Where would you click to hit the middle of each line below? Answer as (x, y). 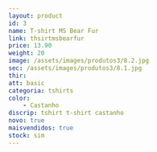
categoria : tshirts (41, 90)
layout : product (35, 16)
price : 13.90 (30, 46)
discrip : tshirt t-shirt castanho (66, 113)
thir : (17, 76)
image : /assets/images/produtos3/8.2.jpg (79, 61)
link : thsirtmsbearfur (46, 38)
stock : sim (27, 135)
